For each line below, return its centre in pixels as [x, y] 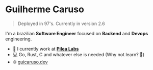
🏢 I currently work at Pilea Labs [46, 49]
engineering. [19, 39]
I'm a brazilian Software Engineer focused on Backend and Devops [77, 33]
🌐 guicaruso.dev [30, 62]
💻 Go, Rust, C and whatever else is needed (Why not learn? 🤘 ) [79, 54]
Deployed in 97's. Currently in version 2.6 [61, 24]
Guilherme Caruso [45, 9]
